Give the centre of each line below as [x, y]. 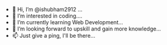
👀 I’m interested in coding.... [47, 16]
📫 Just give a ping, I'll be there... [54, 36]
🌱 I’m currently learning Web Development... [68, 22]
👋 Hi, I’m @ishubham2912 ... [47, 9]
